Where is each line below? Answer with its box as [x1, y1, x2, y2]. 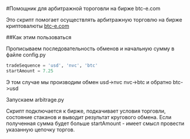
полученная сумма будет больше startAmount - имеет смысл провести [6, 120, 185, 127]
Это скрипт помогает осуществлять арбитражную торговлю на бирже [6, 16, 182, 23]
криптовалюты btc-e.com [6, 23, 70, 29]
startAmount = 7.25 [6, 68, 54, 74]
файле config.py [6, 51, 46, 58]
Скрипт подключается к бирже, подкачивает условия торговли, [6, 107, 166, 114]
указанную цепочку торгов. [6, 126, 75, 133]
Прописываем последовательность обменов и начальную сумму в [6, 45, 175, 52]
